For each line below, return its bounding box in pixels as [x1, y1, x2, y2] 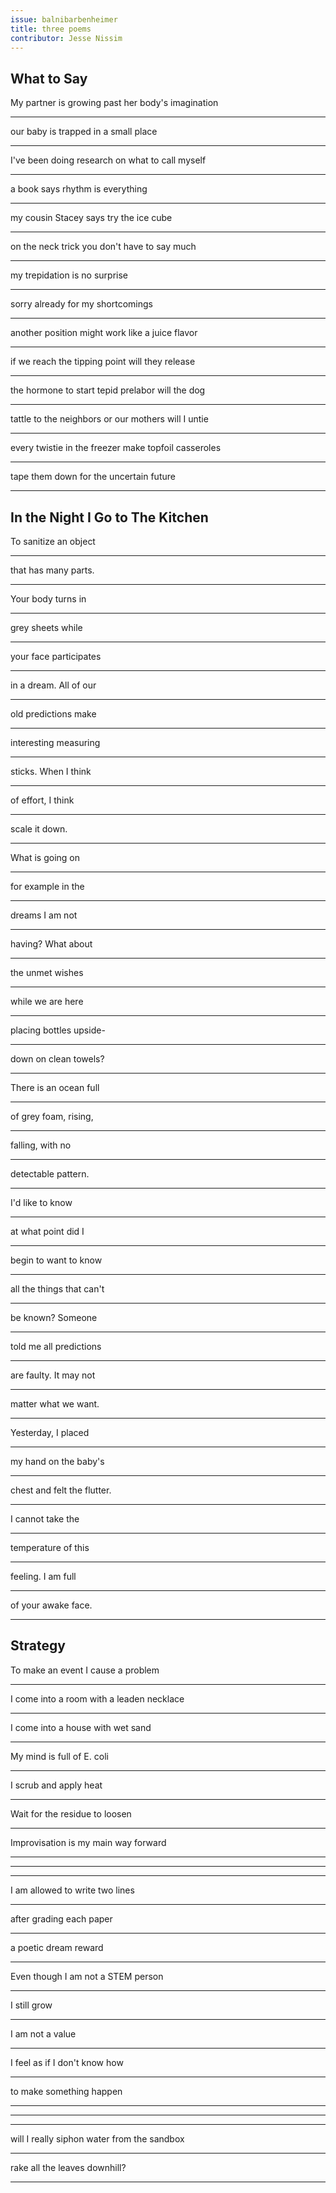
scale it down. [10, 823, 68, 835]
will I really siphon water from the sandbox [10, 2132, 185, 2145]
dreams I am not [10, 909, 78, 921]
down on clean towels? [10, 1053, 105, 1065]
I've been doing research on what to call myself [10, 154, 207, 166]
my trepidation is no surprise [10, 269, 129, 281]
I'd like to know [10, 1197, 73, 1208]
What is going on [10, 852, 81, 863]
